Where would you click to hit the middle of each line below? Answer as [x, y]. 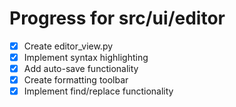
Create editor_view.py [68, 46]
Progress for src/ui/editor [117, 18]
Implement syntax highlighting [86, 57]
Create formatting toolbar [76, 80]
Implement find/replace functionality [98, 91]
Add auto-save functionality [81, 69]
